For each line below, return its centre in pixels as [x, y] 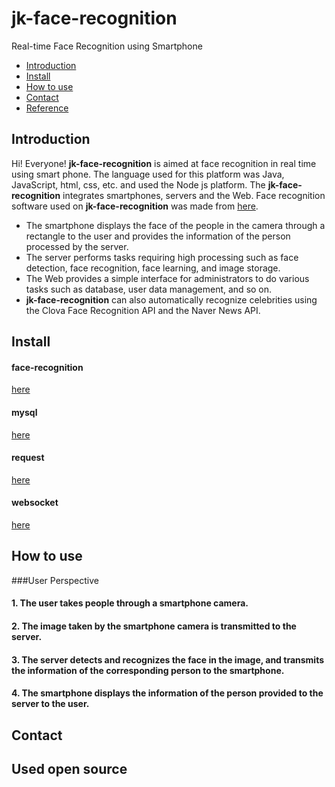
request [28, 458]
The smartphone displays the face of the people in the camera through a [175, 225]
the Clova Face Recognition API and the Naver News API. [143, 310]
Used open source [69, 768]
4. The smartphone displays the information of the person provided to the [167, 693]
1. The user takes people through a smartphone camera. [130, 603]
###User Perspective [55, 580]
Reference [47, 108]
